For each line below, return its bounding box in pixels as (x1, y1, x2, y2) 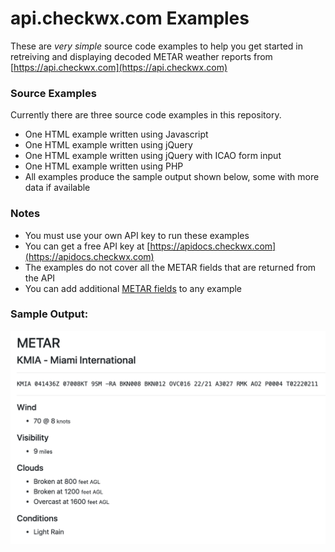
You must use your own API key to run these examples (24, 229, 250, 241)
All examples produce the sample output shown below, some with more (24, 171, 320, 183)
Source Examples (10, 86, 97, 100)
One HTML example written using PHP (24, 160, 184, 172)
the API (24, 272, 56, 284)
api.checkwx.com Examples (10, 7, 250, 30)
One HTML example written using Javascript (24, 128, 209, 141)
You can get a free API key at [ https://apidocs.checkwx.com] (24, 240, 277, 252)
